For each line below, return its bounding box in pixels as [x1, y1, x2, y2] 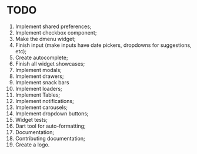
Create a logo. [15, 141, 50, 148]
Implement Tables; [15, 91, 61, 98]
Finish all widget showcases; [15, 60, 85, 67]
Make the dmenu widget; [15, 35, 76, 42]
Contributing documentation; [15, 135, 85, 142]
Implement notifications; [15, 97, 74, 104]
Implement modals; [15, 66, 62, 73]
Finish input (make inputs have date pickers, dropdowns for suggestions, [15, 42, 192, 49]
